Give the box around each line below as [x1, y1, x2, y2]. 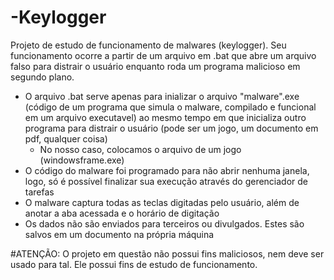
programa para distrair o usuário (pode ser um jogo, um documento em [24, 122, 319, 134]
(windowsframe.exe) [39, 154, 125, 166]
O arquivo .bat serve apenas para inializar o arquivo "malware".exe [24, 90, 300, 102]
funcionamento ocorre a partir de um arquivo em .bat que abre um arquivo [10, 49, 317, 61]
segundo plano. [10, 71, 75, 83]
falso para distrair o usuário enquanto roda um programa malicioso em [10, 60, 301, 72]
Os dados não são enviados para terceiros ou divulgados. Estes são [24, 217, 305, 230]
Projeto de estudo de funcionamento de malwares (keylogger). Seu [10, 39, 287, 51]
